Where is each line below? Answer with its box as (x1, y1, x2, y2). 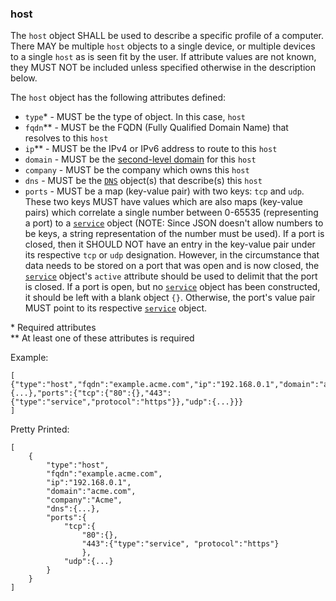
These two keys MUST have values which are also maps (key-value (24, 196, 303, 208)
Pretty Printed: (10, 423, 70, 436)
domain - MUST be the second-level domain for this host (24, 153, 257, 166)
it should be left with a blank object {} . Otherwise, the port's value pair (24, 292, 316, 304)
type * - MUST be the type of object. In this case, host (24, 111, 247, 123)
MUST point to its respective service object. (24, 302, 208, 314)
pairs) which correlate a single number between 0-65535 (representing (24, 207, 319, 219)
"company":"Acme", (46, 495, 123, 506)
